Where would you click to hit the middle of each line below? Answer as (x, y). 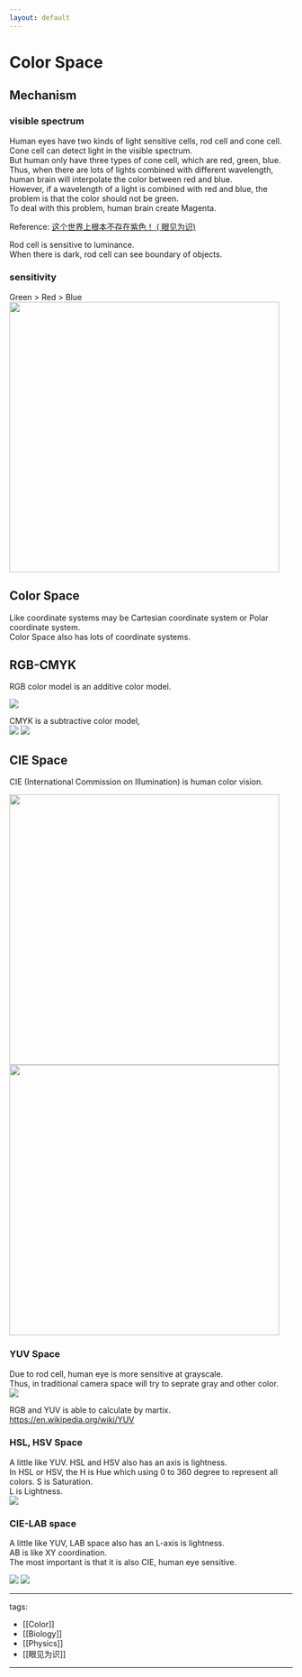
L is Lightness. (36, 1491)
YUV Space (35, 1354)
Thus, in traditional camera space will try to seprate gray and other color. (144, 1383)
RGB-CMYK (43, 665)
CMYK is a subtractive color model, (75, 721)
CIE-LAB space (43, 1523)
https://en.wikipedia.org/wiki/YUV (72, 1419)
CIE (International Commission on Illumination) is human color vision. (136, 782)
